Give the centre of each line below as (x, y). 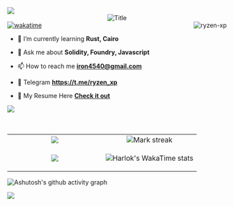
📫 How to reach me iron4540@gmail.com (79, 66)
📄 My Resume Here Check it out (63, 96)
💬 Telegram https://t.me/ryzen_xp (67, 82)
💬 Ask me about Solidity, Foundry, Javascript (83, 52)
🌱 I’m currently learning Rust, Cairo (68, 39)
